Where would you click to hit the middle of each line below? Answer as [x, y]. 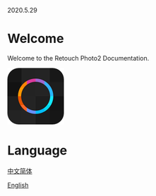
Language [37, 151]
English [18, 185]
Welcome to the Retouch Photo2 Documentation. [78, 58]
